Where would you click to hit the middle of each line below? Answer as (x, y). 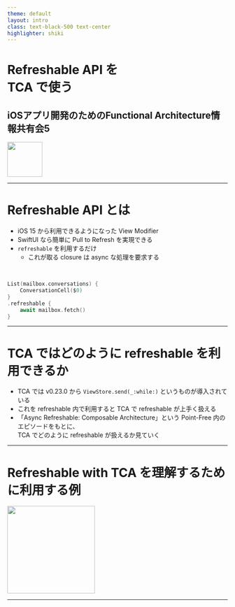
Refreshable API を (63, 70)
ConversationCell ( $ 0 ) (51, 291)
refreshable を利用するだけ (57, 248)
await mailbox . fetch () (53, 310)
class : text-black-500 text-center (59, 27)
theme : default (29, 14)
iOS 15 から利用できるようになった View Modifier (88, 231)
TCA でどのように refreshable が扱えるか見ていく (88, 435)
